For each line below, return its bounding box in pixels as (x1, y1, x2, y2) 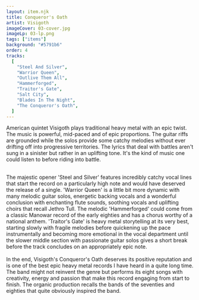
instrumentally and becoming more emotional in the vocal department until (6, 230, 189, 238)
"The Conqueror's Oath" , (17, 102, 78, 109)
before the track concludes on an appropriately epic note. (6, 243, 147, 250)
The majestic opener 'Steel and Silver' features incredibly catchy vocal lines (6, 173, 192, 181)
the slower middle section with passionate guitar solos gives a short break (6, 237, 188, 244)
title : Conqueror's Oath (6, 14, 68, 20)
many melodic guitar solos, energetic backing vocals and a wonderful (6, 192, 176, 200)
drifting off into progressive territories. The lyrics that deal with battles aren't (6, 143, 194, 150)
